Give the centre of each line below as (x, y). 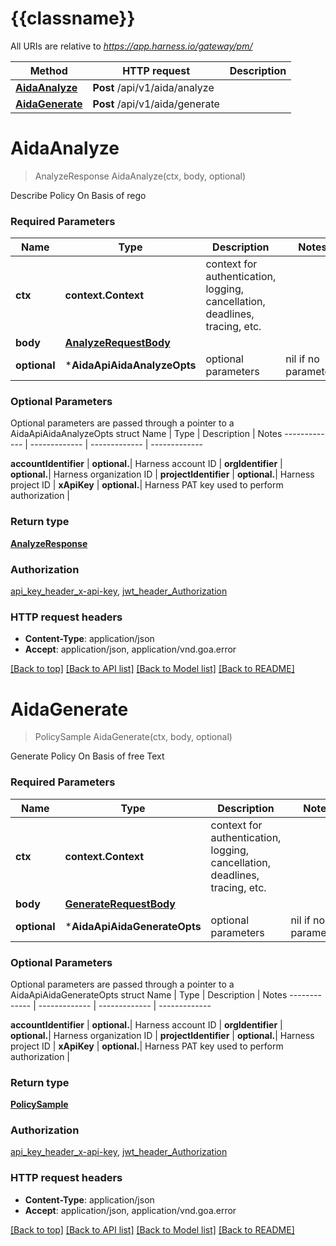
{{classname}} (73, 18)
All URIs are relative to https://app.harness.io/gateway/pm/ (131, 46)
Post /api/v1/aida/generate (156, 104)
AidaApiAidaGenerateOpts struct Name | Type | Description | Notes (149, 994)
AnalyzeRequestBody (117, 343)
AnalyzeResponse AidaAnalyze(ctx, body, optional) (140, 176)
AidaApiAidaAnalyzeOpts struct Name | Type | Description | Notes (146, 434)
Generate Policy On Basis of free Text (87, 756)
